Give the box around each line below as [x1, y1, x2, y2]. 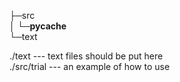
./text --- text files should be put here [9, 50, 164, 62]
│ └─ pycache [9, 20, 67, 32]
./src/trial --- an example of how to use [9, 61, 171, 72]
